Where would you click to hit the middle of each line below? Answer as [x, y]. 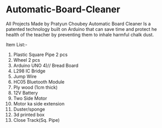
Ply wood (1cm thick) [35, 87]
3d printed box [29, 115]
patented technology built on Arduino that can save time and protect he [82, 29]
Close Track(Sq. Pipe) [37, 120]
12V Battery [25, 93]
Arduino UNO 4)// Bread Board [46, 65]
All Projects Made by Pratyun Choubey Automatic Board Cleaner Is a [78, 24]
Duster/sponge [29, 109]
